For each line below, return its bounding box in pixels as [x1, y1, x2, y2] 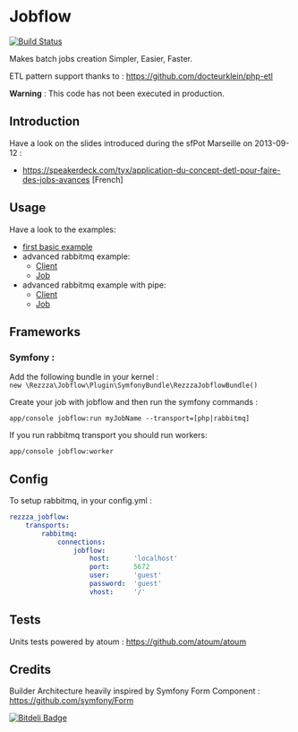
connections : [56, 538, 106, 547]
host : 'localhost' [89, 554, 178, 564]
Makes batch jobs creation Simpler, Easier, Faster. [9, 53, 192, 64]
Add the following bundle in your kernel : [9, 372, 159, 383]
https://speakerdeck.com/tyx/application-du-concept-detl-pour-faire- [21, 164, 281, 176]
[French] [91, 174, 123, 185]
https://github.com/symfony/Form [9, 695, 134, 706]
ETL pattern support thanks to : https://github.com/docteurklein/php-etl [9, 70, 273, 82]
